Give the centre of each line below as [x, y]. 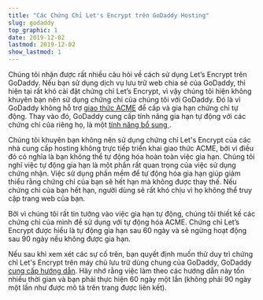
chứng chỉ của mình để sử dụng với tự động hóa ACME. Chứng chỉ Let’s [124, 222]
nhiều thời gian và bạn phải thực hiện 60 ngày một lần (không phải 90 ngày [130, 279]
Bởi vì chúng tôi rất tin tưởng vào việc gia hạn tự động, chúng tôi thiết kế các [132, 214]
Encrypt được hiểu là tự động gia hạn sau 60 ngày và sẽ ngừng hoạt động [128, 230]
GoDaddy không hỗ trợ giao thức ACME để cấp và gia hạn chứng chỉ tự [123, 108]
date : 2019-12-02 [37, 37]
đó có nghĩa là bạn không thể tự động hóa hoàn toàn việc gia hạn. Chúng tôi [131, 157]
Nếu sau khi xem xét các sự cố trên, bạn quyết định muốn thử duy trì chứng [131, 254]
